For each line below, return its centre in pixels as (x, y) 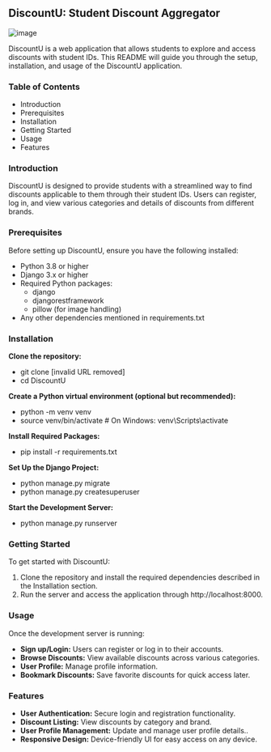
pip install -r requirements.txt (68, 452)
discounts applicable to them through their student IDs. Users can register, (133, 194)
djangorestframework (68, 300)
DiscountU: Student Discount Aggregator (114, 13)
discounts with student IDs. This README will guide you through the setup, (133, 57)
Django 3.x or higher (54, 274)
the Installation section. (59, 586)
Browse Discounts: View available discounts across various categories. (140, 657)
